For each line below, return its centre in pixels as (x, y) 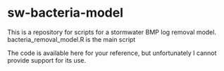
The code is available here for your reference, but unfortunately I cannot (112, 53)
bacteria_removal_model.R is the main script (71, 39)
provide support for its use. (47, 60)
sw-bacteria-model (66, 13)
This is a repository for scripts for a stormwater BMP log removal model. (112, 32)
